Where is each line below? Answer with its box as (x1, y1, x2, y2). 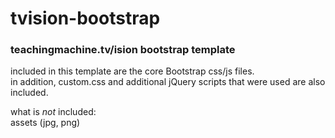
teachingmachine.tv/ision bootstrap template (10, 43, 236, 57)
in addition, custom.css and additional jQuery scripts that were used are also (10, 76, 326, 88)
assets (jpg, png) (10, 117, 81, 129)
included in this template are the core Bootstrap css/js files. (10, 65, 255, 77)
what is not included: (10, 106, 97, 118)
